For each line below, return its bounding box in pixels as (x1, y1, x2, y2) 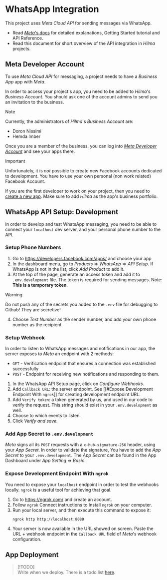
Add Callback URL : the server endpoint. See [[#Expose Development (12, 386, 153, 392)
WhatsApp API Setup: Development (5, 208, 119, 216)
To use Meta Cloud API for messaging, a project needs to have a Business (5, 73, 158, 79)
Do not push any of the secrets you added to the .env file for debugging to (5, 301, 158, 307)
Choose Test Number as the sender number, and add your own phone (12, 316, 156, 322)
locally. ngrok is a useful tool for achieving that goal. (5, 487, 112, 493)
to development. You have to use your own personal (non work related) (5, 173, 151, 179)
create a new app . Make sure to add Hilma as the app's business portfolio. (5, 193, 158, 199)
